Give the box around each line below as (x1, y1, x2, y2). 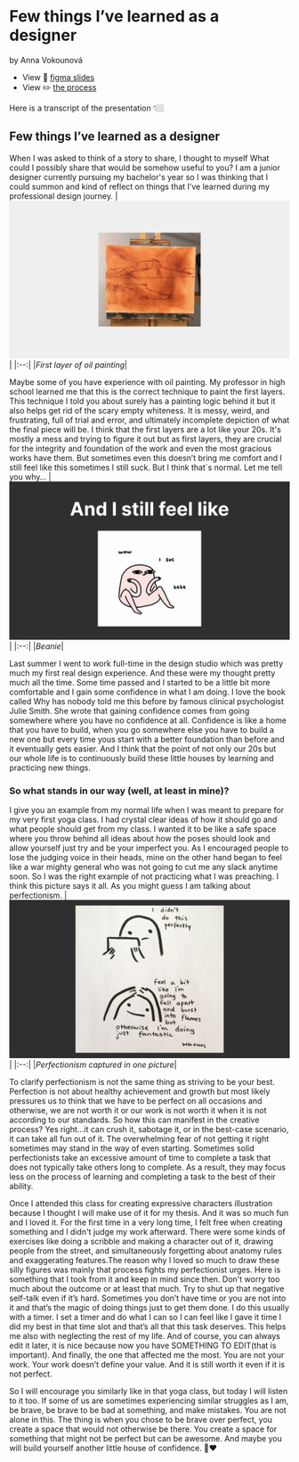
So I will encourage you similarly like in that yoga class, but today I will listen (9, 1385, 288, 1396)
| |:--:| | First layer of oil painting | (9, 359, 128, 371)
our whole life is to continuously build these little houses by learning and (9, 752, 274, 763)
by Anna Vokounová (9, 54, 83, 65)
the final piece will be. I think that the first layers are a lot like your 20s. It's (9, 424, 282, 435)
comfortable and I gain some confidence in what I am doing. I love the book (9, 686, 287, 697)
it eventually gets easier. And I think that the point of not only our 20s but (9, 743, 277, 754)
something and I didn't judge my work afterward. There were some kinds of (9, 1226, 287, 1236)
